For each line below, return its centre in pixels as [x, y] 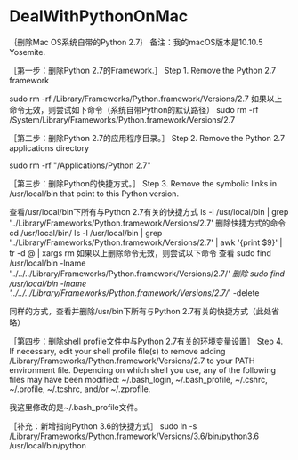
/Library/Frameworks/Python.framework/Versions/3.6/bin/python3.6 [134, 436]
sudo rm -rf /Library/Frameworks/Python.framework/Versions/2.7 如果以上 [146, 99]
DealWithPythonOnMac [99, 16]
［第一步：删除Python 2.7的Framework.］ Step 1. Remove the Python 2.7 [143, 70]
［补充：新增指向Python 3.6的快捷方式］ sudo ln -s [103, 426]
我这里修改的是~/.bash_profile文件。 [76, 407]
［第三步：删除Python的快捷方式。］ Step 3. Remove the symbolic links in [143, 183]
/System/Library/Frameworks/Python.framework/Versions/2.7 [122, 119]
